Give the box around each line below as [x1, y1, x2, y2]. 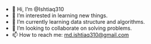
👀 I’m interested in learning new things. [11, 12, 108, 19]
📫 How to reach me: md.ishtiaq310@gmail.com [11, 32, 130, 38]
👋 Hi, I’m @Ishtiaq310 [11, 6, 64, 12]
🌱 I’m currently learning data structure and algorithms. [11, 18, 145, 25]
